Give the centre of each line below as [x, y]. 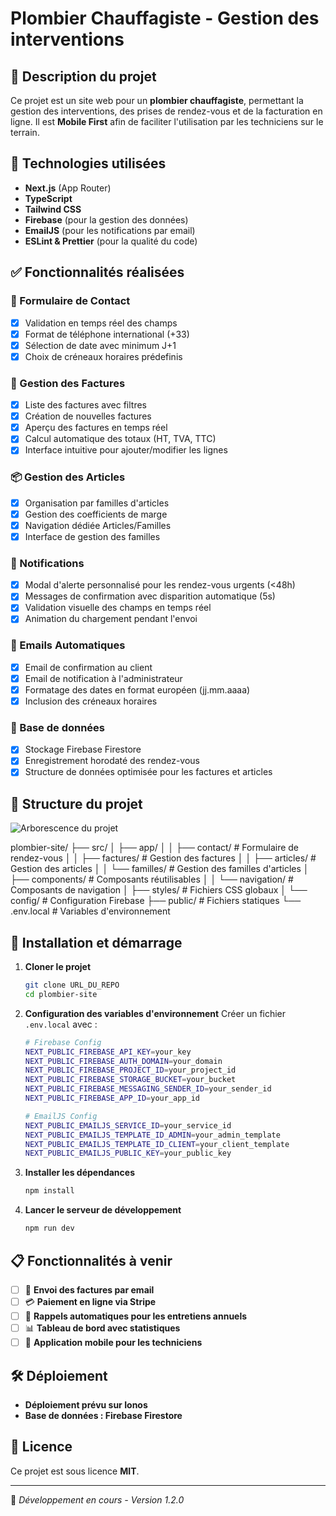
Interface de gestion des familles [92, 536]
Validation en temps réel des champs [101, 323]
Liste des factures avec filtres [85, 405]
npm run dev [49, 1228]
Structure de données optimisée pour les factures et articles [148, 772]
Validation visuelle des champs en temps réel [118, 608]
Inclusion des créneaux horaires [91, 701]
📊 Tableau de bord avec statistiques [102, 1328]
